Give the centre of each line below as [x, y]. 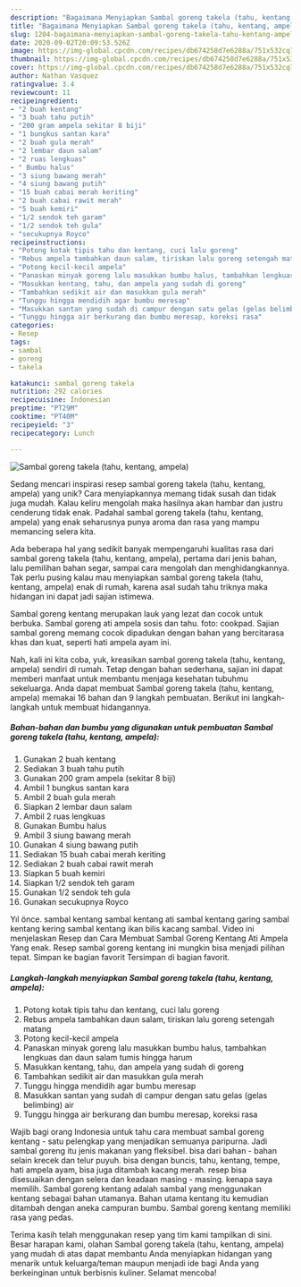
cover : [22, 68]
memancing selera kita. [53, 531]
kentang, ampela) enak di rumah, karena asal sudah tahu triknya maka [139, 586]
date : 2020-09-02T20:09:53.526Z [70, 43]
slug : [20, 34]
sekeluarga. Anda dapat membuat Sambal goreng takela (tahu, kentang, [142, 688]
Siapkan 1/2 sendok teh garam [79, 883]
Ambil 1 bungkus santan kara [76, 788]
